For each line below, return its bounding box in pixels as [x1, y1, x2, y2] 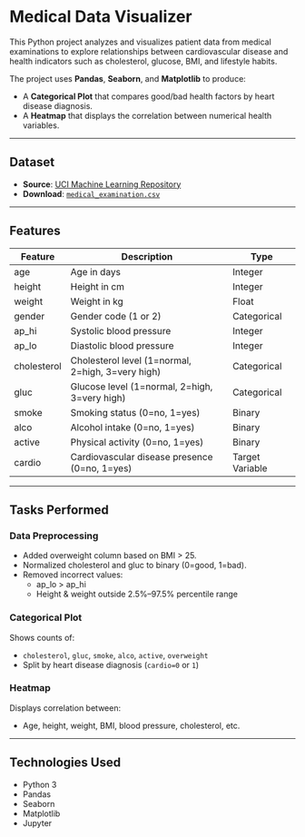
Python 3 [22, 779, 57, 790]
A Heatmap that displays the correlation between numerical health [22, 110, 272, 121]
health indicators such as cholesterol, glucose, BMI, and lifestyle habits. [9, 55, 278, 66]
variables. [22, 120, 60, 131]
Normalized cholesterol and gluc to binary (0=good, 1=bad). [22, 560, 247, 571]
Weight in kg [70, 295, 124, 308]
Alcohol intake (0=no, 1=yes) [70, 420, 195, 433]
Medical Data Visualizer [9, 6, 192, 27]
